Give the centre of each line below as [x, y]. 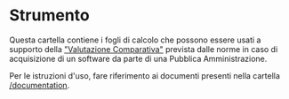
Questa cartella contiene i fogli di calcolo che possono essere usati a [135, 40]
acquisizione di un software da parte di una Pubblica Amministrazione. [138, 58]
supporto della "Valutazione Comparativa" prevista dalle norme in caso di [144, 49]
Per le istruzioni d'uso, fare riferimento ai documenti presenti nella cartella [144, 75]
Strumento [50, 15]
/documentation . [40, 85]
